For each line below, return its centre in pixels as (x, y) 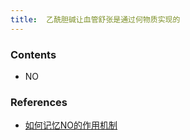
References (39, 102)
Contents (33, 54)
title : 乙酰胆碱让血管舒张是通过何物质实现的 (95, 19)
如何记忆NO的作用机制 (71, 125)
